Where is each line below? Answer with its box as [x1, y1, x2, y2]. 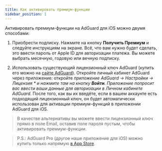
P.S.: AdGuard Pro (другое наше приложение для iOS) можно [16, 135, 143, 141]
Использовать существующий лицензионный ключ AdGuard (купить [12, 64, 154, 71]
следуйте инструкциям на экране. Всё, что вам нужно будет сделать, [12, 45, 158, 51]
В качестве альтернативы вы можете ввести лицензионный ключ [16, 115, 153, 121]
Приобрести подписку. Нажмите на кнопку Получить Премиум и [12, 39, 149, 45]
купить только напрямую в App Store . [16, 140, 96, 146]
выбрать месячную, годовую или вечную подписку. [12, 55, 120, 61]
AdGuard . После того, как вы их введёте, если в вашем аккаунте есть [12, 91, 158, 96]
